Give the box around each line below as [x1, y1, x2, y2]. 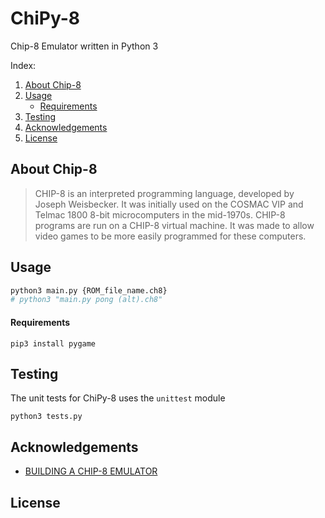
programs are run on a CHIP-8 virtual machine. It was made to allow [34, 219, 315, 231]
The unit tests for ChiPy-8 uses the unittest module [10, 392, 226, 404]
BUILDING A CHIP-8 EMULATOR [24, 465, 158, 477]
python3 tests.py [10, 412, 83, 422]
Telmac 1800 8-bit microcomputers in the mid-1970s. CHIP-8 [34, 208, 286, 221]
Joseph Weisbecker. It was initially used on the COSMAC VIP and [34, 198, 304, 210]
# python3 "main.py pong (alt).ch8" [10, 295, 163, 305]
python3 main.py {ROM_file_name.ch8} [10, 285, 168, 296]
